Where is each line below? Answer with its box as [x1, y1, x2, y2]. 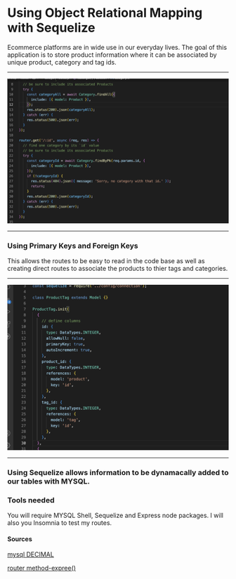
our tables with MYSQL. [7, 476, 90, 486]
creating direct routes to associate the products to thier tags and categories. [7, 265, 228, 273]
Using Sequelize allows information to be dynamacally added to [7, 467, 229, 477]
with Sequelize [7, 20, 96, 36]
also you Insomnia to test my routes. [7, 519, 112, 527]
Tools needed [7, 495, 55, 505]
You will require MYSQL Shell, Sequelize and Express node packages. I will [7, 511, 223, 520]
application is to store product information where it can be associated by [7, 51, 217, 59]
